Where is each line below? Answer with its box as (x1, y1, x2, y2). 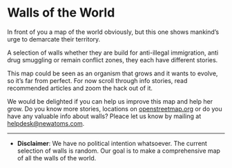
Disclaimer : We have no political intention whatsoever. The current (17, 139, 207, 147)
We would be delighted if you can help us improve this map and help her (7, 97, 213, 105)
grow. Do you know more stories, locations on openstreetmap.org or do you (7, 104, 222, 113)
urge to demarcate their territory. (7, 35, 101, 43)
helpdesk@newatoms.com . (7, 119, 85, 127)
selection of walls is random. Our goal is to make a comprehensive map (17, 147, 221, 155)
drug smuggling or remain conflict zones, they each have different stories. (7, 55, 218, 64)
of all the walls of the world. (17, 153, 97, 162)
